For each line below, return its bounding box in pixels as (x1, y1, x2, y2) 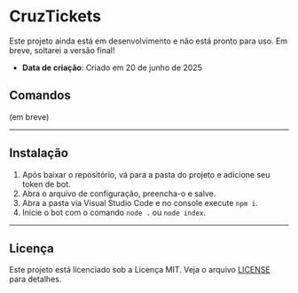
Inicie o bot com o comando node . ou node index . (21, 207, 207, 218)
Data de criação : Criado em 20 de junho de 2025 (21, 62, 202, 73)
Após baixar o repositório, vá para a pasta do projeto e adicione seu (21, 169, 271, 179)
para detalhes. (9, 273, 62, 285)
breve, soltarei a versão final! (9, 44, 115, 55)
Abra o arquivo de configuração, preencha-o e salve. (21, 188, 216, 199)
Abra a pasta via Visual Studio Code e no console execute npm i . (21, 197, 259, 208)
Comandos (9, 88, 71, 103)
